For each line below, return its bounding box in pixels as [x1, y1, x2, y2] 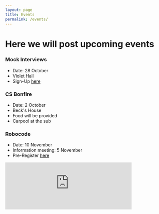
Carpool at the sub [12, 118, 51, 124]
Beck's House [12, 107, 42, 113]
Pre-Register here [12, 152, 50, 158]
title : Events [5, 12, 35, 17]
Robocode [5, 131, 31, 138]
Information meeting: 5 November [12, 147, 83, 153]
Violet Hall [12, 73, 34, 79]
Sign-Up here [12, 78, 41, 84]
